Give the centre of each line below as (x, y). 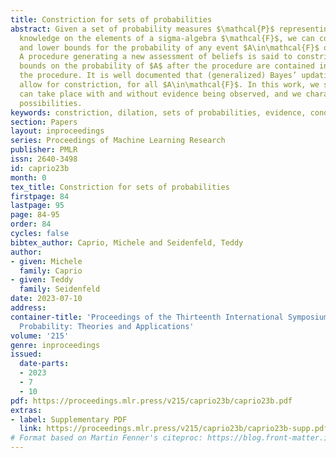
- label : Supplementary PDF (69, 419)
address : (28, 308)
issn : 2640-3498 (44, 159)
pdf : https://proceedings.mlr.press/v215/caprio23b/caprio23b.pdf (151, 401)
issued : (26, 354)
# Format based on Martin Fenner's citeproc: (106, 438)
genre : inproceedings (55, 345)
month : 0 (28, 177)
